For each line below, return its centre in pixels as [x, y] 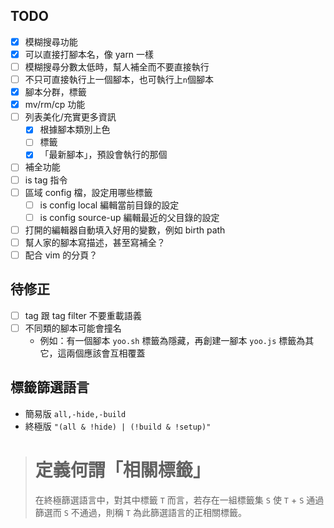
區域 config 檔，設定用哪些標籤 [88, 192]
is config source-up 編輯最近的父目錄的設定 [129, 217]
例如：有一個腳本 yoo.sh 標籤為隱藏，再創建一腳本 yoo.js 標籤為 [172, 340]
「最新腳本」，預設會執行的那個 [103, 155]
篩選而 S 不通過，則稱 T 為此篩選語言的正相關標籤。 [140, 512]
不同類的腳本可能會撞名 [73, 328]
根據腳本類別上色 [75, 130]
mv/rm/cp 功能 [55, 105]
